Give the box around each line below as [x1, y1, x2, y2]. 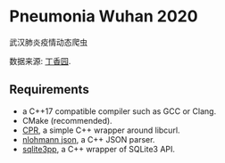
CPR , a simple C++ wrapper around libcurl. [21, 125, 180, 135]
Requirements [9, 82, 89, 97]
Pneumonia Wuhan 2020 [9, 6, 198, 27]
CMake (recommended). [21, 115, 113, 126]
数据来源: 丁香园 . [9, 55, 71, 66]
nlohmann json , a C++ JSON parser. [21, 134, 155, 144]
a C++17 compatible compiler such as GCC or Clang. [21, 105, 217, 117]
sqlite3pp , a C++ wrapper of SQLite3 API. [21, 143, 176, 154]
